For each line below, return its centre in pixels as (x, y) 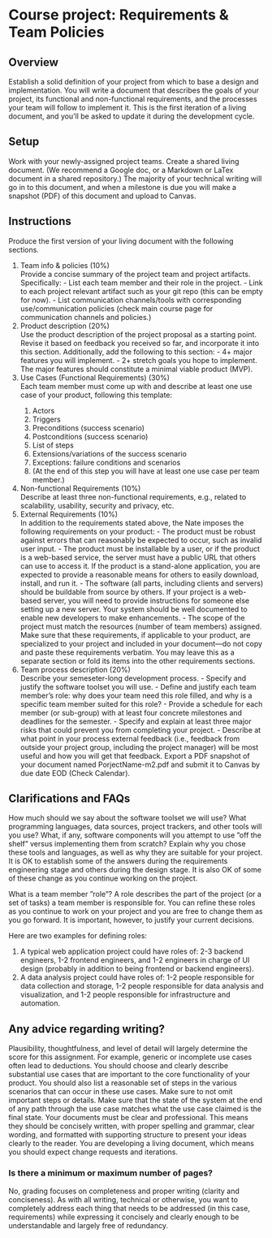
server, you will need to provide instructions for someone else (147, 600)
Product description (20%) (65, 326)
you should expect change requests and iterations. (93, 1152)
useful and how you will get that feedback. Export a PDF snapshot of (135, 755)
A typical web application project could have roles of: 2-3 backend (132, 951)
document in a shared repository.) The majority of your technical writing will (135, 178)
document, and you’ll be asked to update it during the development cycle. (132, 116)
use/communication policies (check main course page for (117, 308)
